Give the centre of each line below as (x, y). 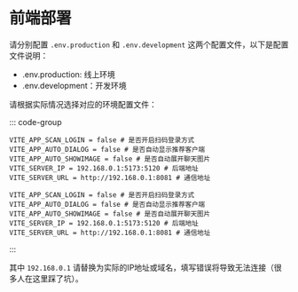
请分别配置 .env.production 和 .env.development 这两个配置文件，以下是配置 (149, 44)
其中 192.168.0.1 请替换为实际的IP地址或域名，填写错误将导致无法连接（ (142, 267)
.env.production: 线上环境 (68, 74)
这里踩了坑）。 (58, 278)
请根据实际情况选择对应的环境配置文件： (83, 104)
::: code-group (35, 122)
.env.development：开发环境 (74, 85)
